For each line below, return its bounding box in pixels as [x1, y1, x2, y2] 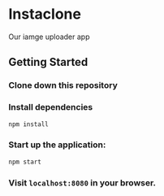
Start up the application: [8, 139, 106, 150]
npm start [8, 158, 42, 166]
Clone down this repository [8, 80, 118, 91]
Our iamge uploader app [8, 32, 90, 41]
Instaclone [8, 5, 81, 24]
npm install [8, 120, 49, 128]
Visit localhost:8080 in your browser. [8, 176, 157, 188]
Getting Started [8, 55, 88, 69]
